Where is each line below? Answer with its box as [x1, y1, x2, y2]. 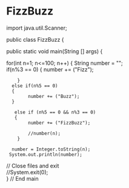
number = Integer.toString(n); [12, 146, 91, 152]
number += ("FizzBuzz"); [28, 120, 91, 126]
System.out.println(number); [8, 151, 83, 158]
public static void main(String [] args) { [6, 47, 103, 55]
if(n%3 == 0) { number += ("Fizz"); [6, 65, 94, 73]
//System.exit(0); [6, 168, 48, 176]
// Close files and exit [6, 162, 59, 169]
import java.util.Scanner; [6, 24, 68, 31]
